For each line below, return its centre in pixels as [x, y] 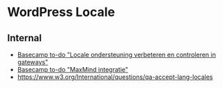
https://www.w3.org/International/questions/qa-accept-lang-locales [115, 77]
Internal [24, 38]
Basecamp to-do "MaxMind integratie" [73, 69]
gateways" [33, 62]
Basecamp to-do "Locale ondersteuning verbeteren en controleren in [116, 54]
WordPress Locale [61, 12]
